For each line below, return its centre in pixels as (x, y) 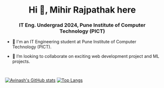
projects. (21, 62)
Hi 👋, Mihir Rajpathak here (82, 10)
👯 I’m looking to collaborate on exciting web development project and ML (86, 56)
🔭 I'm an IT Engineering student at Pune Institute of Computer (74, 42)
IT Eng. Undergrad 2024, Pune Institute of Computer (82, 25)
